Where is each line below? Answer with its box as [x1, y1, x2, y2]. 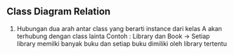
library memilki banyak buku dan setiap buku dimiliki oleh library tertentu [16, 39, 228, 48]
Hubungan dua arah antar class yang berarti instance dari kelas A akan [16, 24, 223, 32]
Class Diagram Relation [6, 6, 111, 18]
